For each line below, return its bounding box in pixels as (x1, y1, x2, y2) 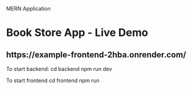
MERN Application (6, 5, 51, 12)
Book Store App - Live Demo (6, 26, 148, 39)
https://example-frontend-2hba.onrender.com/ (6, 49, 187, 60)
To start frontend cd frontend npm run (6, 77, 100, 84)
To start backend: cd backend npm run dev (6, 66, 112, 72)
